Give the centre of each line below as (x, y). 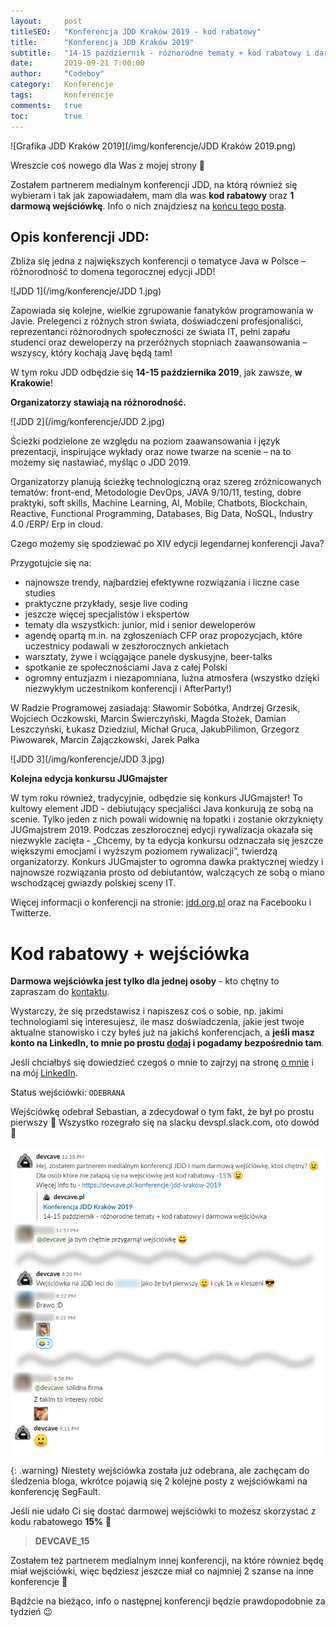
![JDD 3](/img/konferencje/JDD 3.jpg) (87, 759)
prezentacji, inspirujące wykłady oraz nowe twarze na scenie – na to (151, 452)
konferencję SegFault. (55, 1491)
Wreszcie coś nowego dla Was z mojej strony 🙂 (108, 165)
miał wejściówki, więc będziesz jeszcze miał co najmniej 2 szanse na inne (162, 1571)
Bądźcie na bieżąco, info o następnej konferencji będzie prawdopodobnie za (168, 1601)
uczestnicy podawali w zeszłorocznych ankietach (127, 646)
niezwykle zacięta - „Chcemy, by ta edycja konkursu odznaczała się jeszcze (167, 841)
